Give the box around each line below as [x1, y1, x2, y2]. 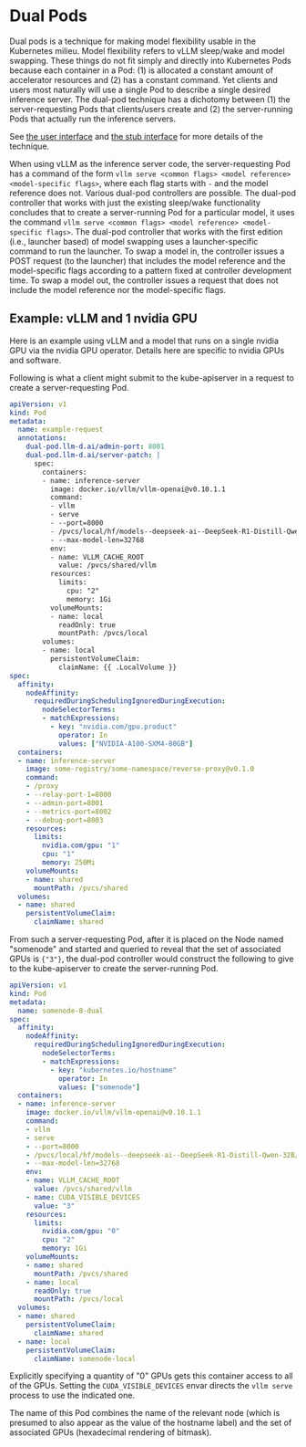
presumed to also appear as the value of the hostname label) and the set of [9, 1417, 292, 1429]
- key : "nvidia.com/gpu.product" [49, 722, 178, 731]
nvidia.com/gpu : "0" [42, 1227, 120, 1236]
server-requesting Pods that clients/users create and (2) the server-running [9, 103, 293, 114]
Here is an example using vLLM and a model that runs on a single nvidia [9, 335, 280, 346]
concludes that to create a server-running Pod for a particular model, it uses [9, 206, 295, 217]
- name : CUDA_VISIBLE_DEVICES [25, 1192, 141, 1201]
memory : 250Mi [42, 858, 96, 867]
